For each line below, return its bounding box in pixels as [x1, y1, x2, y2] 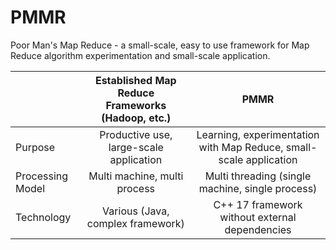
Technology [15, 210, 72, 224]
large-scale [108, 140, 164, 154]
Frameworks [105, 98, 167, 112]
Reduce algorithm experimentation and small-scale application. [10, 49, 271, 61]
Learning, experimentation [196, 127, 320, 141]
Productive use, [99, 127, 173, 141]
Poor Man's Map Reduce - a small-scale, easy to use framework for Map [10, 39, 310, 51]
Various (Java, [102, 204, 170, 218]
